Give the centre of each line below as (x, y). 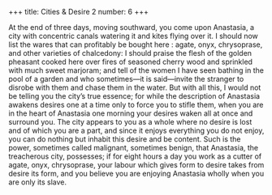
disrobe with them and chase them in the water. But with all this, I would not (135, 87)
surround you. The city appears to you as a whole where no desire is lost (130, 122)
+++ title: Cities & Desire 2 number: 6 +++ (78, 12)
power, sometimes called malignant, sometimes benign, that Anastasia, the (133, 148)
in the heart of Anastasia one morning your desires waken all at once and (131, 113)
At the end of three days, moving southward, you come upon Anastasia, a (131, 27)
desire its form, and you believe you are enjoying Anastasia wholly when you (136, 174)
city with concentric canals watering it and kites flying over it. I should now (133, 36)
